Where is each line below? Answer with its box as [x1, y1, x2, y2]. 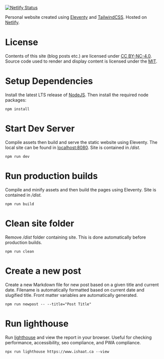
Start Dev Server [5, 123, 75, 134]
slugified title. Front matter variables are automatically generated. [5, 292, 138, 298]
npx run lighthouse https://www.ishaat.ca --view [5, 349, 110, 354]
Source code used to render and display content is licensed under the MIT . [5, 58, 158, 64]
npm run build [5, 201, 35, 207]
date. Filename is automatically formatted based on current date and [5, 287, 145, 293]
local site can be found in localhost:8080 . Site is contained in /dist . [5, 144, 141, 150]
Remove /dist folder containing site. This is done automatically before [5, 234, 146, 240]
